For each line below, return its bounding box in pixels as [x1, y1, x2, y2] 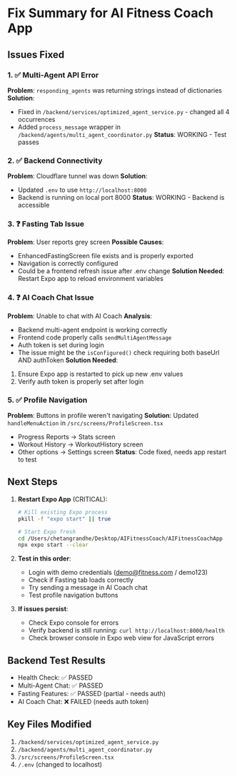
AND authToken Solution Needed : [17, 355, 118, 364]
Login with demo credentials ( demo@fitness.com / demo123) [28, 568, 208, 577]
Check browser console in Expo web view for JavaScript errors [28, 633, 215, 643]
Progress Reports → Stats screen [17, 433, 116, 441]
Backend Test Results [7, 654, 106, 666]
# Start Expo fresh [17, 528, 76, 536]
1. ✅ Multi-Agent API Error [7, 70, 99, 80]
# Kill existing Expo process [17, 509, 109, 516]
